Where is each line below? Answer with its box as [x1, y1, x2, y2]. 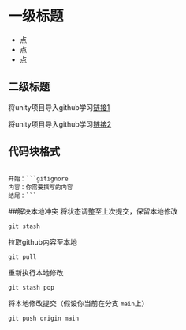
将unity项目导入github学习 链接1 [8, 102, 110, 112]
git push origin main [8, 314, 80, 322]
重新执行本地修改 [8, 267, 64, 277]
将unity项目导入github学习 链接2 [8, 119, 112, 129]
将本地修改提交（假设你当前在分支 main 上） [8, 298, 149, 308]
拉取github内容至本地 [8, 237, 77, 246]
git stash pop [8, 283, 55, 291]
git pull [8, 252, 37, 261]
